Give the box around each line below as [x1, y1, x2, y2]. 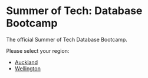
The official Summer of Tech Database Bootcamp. [6, 36, 128, 43]
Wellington [14, 65, 41, 72]
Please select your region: [6, 47, 70, 54]
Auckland [14, 59, 38, 66]
